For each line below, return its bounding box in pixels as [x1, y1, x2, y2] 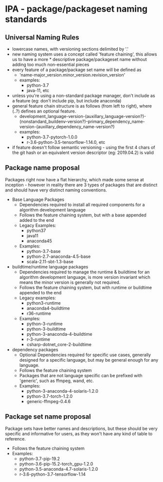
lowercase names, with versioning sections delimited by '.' [12, 46, 129, 52]
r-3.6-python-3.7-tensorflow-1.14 [19, 471, 86, 477]
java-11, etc [26, 88, 50, 93]
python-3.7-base [26, 248, 61, 254]
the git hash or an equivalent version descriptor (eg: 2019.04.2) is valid [12, 150, 154, 155]
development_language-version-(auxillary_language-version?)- [19, 114, 146, 119]
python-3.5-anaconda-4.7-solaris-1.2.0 [19, 466, 98, 472]
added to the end [19, 217, 54, 223]
